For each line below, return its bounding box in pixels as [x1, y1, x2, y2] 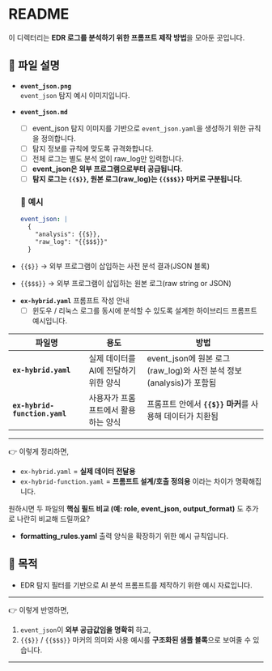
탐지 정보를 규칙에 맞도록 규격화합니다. [32, 143, 154, 153]
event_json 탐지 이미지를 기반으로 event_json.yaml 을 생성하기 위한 [32, 123, 247, 133]
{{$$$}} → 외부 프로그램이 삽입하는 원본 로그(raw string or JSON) [19, 278, 232, 288]
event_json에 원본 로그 [147, 353, 231, 364]
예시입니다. [32, 315, 68, 325]
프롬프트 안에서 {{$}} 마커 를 [147, 398, 249, 409]
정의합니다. [40, 133, 76, 143]
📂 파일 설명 [8, 58, 61, 73]
